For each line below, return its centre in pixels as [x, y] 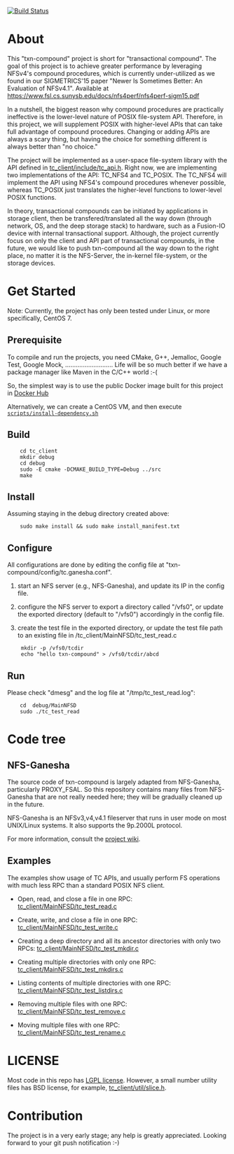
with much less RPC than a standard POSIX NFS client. [86, 885]
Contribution [45, 1116]
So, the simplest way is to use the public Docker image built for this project [115, 385]
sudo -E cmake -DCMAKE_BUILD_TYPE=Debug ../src [90, 469]
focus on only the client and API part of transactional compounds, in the [111, 240]
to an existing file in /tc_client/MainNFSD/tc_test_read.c [97, 636]
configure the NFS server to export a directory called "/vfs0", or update [121, 607]
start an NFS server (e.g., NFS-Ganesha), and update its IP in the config [121, 586]
